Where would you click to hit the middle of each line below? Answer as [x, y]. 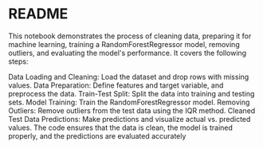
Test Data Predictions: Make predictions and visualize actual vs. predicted [130, 119]
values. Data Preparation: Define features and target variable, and [116, 85]
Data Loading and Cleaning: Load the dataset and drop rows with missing [129, 76]
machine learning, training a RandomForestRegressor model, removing [124, 44]
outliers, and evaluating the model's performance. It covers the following [128, 53]
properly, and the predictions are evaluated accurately [97, 135]
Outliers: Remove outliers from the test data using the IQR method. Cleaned [132, 110]
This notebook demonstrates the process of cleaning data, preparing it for [130, 36]
